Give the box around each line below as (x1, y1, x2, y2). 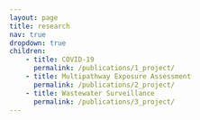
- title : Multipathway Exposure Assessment (25, 72, 192, 81)
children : (9, 47, 47, 56)
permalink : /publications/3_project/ (32, 97, 176, 106)
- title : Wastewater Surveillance (25, 88, 155, 97)
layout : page (9, 13, 59, 23)
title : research (9, 22, 70, 31)
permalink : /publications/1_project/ (32, 64, 176, 73)
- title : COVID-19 (25, 55, 95, 64)
